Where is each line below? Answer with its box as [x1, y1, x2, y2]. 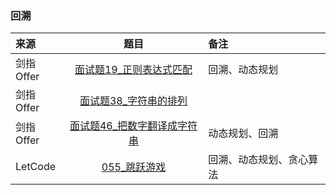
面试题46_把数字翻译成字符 [69, 119, 198, 133]
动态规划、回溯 [208, 127, 279, 141]
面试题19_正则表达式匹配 [74, 63, 193, 77]
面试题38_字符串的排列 [79, 94, 188, 108]
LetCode [15, 160, 57, 174]
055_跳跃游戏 [101, 160, 167, 174]
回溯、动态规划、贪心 [208, 153, 309, 167]
